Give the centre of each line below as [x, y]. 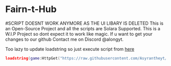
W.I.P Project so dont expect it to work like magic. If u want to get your [79, 34]
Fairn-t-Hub [31, 9]
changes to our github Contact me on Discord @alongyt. [64, 39]
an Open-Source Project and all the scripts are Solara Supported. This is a [83, 28]
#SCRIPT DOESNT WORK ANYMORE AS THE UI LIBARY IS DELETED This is [84, 23]
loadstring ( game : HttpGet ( [33, 58]
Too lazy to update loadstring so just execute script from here [70, 49]
